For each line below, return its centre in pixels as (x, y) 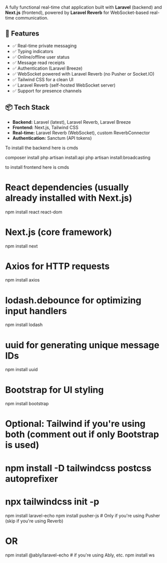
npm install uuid (21, 370)
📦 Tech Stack (27, 107)
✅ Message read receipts (38, 63)
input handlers (36, 311)
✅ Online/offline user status (41, 57)
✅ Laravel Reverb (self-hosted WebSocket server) (64, 85)
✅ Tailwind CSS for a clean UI (43, 79)
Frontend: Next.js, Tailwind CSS (45, 127)
